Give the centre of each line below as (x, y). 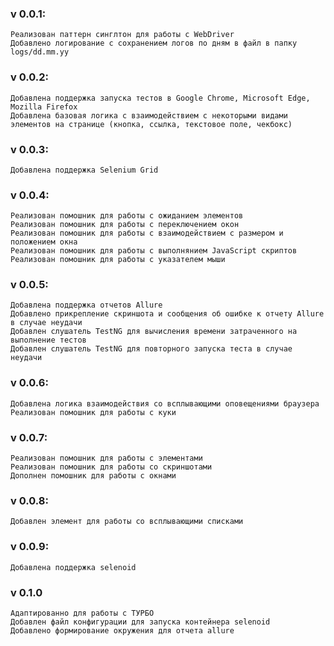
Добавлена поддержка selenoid (73, 567)
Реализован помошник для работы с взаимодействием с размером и (147, 233)
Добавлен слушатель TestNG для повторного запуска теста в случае (151, 349)
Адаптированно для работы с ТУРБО (82, 613)
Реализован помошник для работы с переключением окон (125, 225)
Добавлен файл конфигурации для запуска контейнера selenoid (140, 622)
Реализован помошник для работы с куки (93, 412)
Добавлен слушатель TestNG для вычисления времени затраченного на (154, 332)
